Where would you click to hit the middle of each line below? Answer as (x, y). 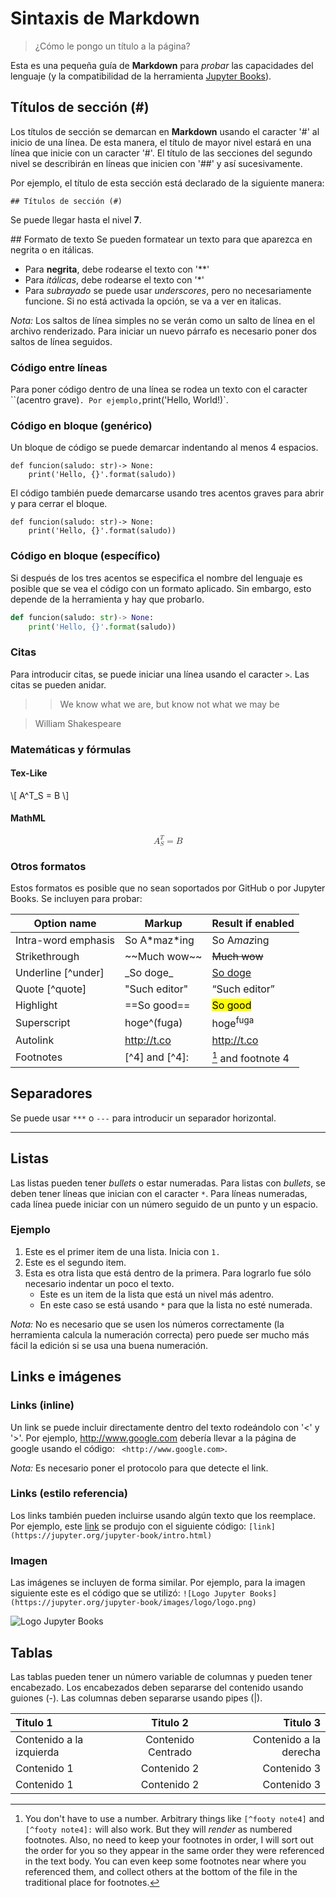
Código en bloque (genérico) (81, 425)
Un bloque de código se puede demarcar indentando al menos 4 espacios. (164, 448)
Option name (65, 924)
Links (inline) (42, 1405)
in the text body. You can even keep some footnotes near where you (165, 1861)
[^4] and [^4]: (156, 1057)
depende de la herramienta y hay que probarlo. (107, 599)
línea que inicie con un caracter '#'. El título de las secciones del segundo (161, 153)
